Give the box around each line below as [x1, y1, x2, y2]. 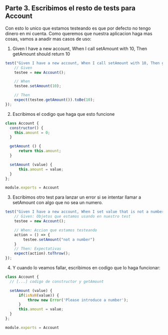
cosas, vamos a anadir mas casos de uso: [5, 36, 91, 42]
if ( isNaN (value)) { [18, 293, 59, 298]
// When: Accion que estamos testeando [14, 228, 97, 233]
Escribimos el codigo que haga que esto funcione [12, 111, 115, 117]
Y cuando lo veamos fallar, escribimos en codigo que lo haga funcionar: [12, 265, 160, 271]
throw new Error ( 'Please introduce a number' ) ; [27, 297, 128, 302]
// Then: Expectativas [14, 246, 61, 251]
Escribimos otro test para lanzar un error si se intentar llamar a [12, 194, 141, 200]
